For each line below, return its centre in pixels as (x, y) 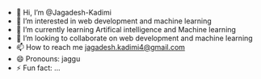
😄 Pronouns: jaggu (48, 59)
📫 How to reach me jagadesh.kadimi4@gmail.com (101, 47)
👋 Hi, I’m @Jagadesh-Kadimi (63, 12)
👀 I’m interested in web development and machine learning (114, 21)
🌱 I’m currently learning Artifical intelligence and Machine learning (126, 29)
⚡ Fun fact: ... (38, 68)
